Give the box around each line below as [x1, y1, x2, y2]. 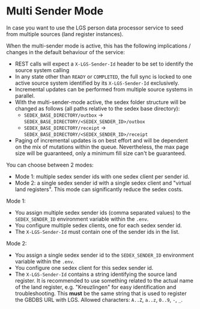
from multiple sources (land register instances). [6, 30, 124, 37]
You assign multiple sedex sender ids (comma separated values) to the [14, 209, 191, 216]
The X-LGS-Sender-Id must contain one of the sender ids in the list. [14, 228, 180, 235]
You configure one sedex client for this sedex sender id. [14, 264, 154, 271]
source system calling [14, 66, 70, 73]
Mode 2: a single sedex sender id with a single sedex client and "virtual [14, 179, 192, 186]
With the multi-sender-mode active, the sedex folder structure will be [14, 98, 186, 106]
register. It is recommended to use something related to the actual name [14, 277, 193, 284]
